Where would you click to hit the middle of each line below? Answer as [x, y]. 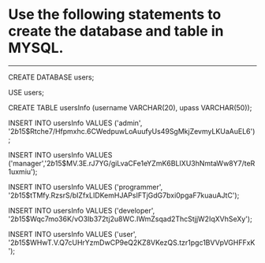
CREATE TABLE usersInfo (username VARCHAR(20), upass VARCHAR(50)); [130, 107]
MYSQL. [36, 48]
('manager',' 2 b [32, 163]
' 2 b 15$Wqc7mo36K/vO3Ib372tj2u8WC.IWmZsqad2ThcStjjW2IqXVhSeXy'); [130, 219]
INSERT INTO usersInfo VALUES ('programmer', [86, 187]
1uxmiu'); [23, 172]
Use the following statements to [115, 15]
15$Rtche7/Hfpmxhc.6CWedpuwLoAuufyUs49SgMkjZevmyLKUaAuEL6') [137, 131]
